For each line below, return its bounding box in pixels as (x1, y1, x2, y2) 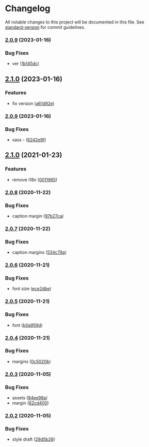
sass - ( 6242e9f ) (12, 137, 46, 143)
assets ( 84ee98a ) (12, 395, 48, 401)
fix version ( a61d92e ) (12, 101, 55, 106)
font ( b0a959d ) (12, 322, 43, 328)
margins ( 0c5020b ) (12, 358, 51, 364)
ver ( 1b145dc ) (12, 61, 40, 66)
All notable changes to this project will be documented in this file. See (5, 19, 145, 25)
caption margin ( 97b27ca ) (12, 213, 64, 219)
